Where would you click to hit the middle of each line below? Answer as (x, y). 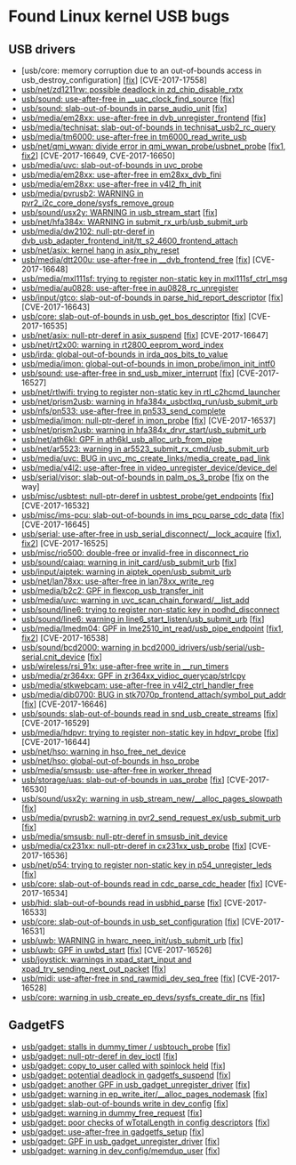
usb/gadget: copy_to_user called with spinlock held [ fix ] (123, 1065)
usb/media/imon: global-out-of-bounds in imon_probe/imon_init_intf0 (148, 364)
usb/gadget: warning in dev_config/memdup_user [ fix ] (120, 1151)
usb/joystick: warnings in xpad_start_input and (106, 959)
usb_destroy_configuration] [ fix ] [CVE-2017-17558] (114, 80)
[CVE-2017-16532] (55, 506)
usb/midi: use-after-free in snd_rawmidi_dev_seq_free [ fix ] (128, 978)
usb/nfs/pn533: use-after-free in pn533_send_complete (123, 411)
